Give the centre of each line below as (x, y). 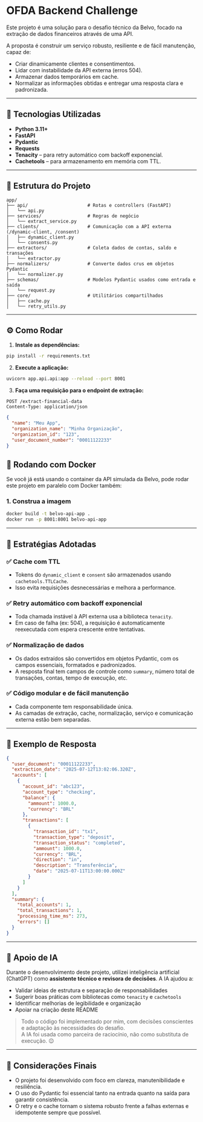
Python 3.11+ (31, 129)
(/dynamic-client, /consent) (43, 232)
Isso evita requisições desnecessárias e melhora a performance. (95, 587)
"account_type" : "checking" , (59, 792)
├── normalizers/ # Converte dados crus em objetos (90, 264)
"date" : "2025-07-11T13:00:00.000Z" (79, 871)
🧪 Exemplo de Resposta (51, 744)
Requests (27, 148)
